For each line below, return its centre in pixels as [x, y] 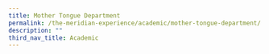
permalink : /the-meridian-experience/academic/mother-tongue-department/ [135, 23]
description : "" [35, 30]
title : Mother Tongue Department [64, 15]
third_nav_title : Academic [54, 38]
